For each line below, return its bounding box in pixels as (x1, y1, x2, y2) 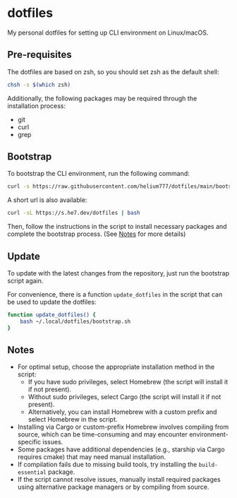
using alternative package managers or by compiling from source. (17, 482, 209, 492)
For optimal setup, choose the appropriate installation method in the (17, 362, 215, 372)
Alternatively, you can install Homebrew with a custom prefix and (28, 408, 217, 416)
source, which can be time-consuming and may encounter (17, 430, 188, 439)
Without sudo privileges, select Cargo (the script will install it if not (28, 393, 221, 401)
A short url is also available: (7, 196, 87, 204)
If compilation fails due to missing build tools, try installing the (17, 461, 197, 469)
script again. (7, 277, 44, 285)
